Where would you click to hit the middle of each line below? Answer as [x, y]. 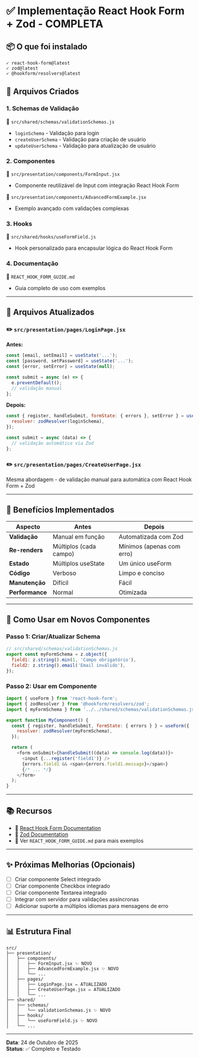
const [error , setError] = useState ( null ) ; [61, 367]
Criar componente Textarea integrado [61, 892]
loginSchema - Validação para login [57, 133]
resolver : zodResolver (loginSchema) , [58, 422]
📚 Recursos [29, 811]
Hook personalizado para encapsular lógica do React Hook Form [94, 248]
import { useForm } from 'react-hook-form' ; [62, 698]
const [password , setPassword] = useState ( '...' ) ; [70, 361]
